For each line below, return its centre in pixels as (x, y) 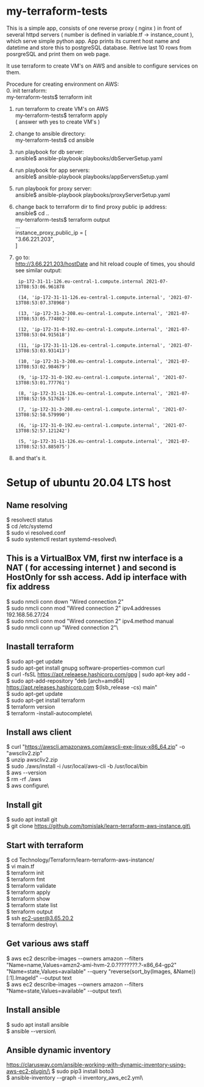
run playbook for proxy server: (53, 188)
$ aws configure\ (28, 786)
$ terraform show (28, 899)
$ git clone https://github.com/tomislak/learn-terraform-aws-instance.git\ (98, 826)
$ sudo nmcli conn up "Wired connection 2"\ (62, 627)
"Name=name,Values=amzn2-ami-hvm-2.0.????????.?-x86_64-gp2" (92, 965)
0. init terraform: (27, 90)
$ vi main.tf (20, 866)
